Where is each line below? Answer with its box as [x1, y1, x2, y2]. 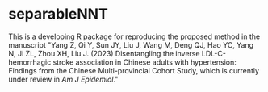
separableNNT [8, 5, 109, 23]
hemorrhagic [8, 57, 52, 67]
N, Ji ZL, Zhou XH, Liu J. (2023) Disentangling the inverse [8, 48, 200, 58]
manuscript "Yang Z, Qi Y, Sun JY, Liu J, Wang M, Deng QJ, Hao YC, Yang [8, 40, 254, 49]
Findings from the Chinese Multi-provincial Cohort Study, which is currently [8, 65, 260, 75]
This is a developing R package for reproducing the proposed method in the [8, 31, 261, 41]
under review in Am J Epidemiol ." [8, 74, 119, 84]
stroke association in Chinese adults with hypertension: [52, 57, 237, 67]
